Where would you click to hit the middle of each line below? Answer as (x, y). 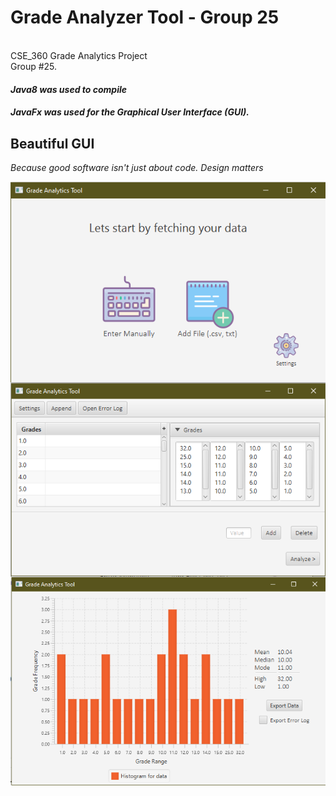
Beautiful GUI (52, 143)
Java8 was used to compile (69, 89)
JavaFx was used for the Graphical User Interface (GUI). (130, 112)
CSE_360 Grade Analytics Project (79, 55)
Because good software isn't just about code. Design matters (137, 167)
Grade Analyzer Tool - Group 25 (145, 17)
